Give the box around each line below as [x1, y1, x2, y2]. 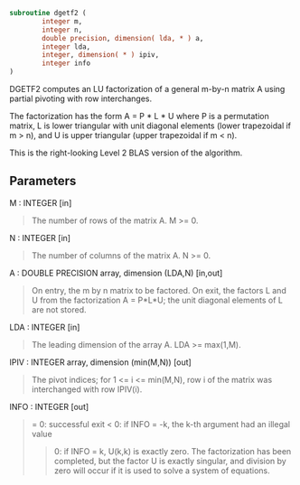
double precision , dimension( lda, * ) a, [42, 33, 204, 42]
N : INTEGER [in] [9, 232, 70, 243]
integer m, [42, 16, 83, 26]
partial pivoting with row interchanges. [9, 93, 153, 104]
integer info [42, 59, 91, 68]
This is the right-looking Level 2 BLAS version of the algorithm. [9, 147, 243, 158]
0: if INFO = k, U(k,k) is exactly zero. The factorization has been [53, 445, 292, 456]
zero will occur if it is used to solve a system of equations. [53, 465, 270, 476]
